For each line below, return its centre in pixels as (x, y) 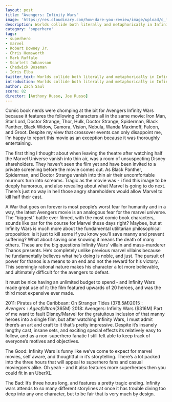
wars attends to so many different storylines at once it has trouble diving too (86, 389)
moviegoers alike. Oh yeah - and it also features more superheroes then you (86, 368)
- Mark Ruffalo (21, 58)
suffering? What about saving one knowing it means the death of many (80, 240)
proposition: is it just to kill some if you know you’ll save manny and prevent (85, 234)
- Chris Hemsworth (25, 53)
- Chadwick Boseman (26, 67)
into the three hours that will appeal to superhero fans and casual (74, 362)
